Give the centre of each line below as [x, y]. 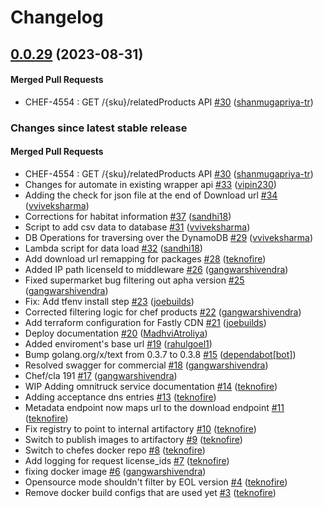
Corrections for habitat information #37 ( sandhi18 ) [128, 216]
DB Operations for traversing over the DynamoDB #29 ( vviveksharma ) [168, 237]
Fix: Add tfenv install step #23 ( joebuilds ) [109, 301]
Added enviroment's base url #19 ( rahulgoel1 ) [118, 343]
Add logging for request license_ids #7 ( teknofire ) [127, 460]
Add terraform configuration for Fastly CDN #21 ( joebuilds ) [145, 322]
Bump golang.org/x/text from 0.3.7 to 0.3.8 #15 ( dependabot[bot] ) [160, 354]
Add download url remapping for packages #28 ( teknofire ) [145, 258]
